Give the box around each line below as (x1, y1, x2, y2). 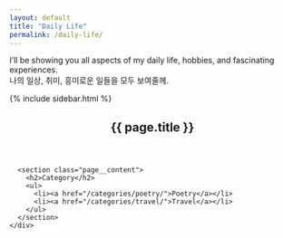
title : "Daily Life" (9, 22, 88, 31)
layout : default (9, 13, 71, 23)
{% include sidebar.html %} (9, 93, 112, 104)
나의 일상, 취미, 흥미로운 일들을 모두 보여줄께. (9, 75, 170, 86)
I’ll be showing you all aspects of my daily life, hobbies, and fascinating (9, 55, 275, 66)
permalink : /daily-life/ (9, 30, 103, 39)
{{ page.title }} (110, 119, 195, 135)
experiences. (9, 64, 59, 75)
